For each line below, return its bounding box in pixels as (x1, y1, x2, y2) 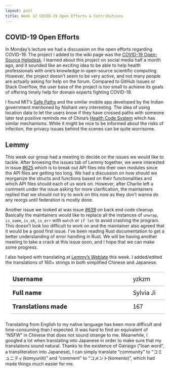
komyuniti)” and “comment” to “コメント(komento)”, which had (24, 355, 155, 361)
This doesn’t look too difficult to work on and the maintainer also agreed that (5, 223, 165, 229)
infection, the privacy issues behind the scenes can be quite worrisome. (5, 126, 155, 132)
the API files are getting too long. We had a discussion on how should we (5, 170, 157, 176)
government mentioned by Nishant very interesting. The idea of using (5, 104, 150, 111)
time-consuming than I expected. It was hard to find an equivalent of (5, 327, 148, 333)
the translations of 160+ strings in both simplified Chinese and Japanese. (5, 259, 158, 265)
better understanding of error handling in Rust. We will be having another (5, 234, 158, 240)
